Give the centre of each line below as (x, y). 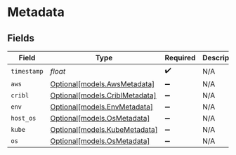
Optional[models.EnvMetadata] (101, 107)
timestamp (27, 71)
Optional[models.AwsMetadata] (103, 84)
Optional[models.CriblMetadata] (103, 95)
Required (180, 58)
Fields (21, 38)
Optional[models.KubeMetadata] (104, 129)
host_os (24, 118)
